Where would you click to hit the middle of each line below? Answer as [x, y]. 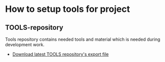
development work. [25, 45]
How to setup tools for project [68, 9]
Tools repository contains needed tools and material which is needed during [83, 39]
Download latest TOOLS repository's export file [60, 54]
